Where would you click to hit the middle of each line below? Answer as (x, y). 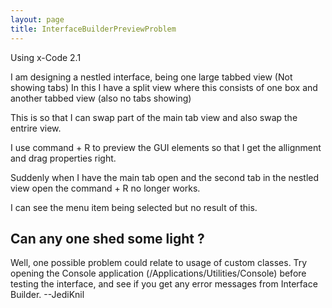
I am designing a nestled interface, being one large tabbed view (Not (151, 77)
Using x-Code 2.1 (46, 57)
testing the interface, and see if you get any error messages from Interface (164, 284)
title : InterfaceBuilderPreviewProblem (93, 29)
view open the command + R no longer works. (105, 188)
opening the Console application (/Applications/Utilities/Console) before (158, 273)
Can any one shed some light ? (107, 238)
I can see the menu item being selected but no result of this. (134, 207)
